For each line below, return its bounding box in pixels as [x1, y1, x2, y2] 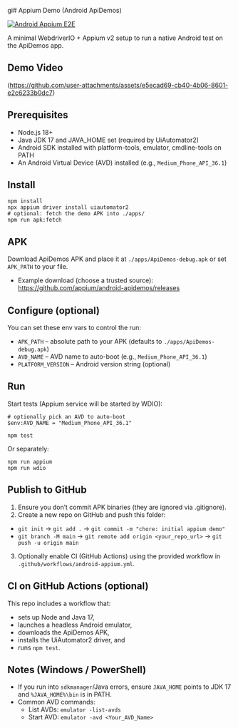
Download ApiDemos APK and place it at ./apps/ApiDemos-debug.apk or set [7, 255, 227, 263]
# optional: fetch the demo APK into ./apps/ [7, 210, 145, 217]
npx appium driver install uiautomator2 [7, 204, 130, 211]
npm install [7, 198, 43, 205]
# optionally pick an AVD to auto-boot [7, 413, 126, 420]
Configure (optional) [7, 304, 100, 317]
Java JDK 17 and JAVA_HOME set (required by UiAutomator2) [17, 135, 200, 144]
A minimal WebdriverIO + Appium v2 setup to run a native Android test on [7, 34, 223, 42]
